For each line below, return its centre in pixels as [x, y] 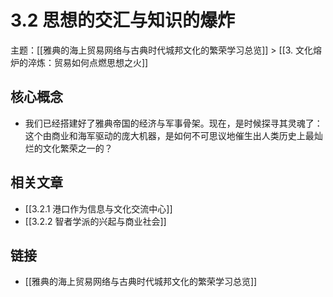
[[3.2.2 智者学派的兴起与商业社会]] [95, 221]
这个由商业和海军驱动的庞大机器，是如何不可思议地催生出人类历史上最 [169, 135]
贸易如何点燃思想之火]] [101, 62]
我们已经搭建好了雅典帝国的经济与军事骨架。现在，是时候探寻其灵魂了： [173, 123]
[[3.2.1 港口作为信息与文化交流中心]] [98, 208]
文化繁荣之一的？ [77, 148]
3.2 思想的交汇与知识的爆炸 [123, 20]
